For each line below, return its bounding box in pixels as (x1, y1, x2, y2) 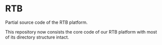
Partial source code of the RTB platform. (5, 19, 88, 25)
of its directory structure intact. (5, 34, 69, 40)
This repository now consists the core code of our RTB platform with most (5, 29, 157, 35)
